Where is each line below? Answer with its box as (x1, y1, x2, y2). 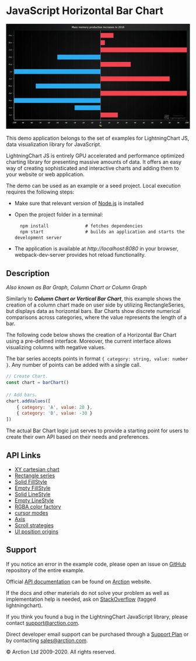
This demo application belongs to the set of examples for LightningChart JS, (6, 135, 190, 142)
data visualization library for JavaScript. (6, 141, 102, 148)
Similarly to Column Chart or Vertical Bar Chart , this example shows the (6, 295, 181, 302)
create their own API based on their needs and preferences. (6, 433, 150, 440)
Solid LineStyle (14, 491, 51, 498)
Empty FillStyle (14, 484, 51, 491)
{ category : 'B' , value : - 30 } (16, 411, 93, 416)
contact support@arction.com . (6, 619, 80, 626)
